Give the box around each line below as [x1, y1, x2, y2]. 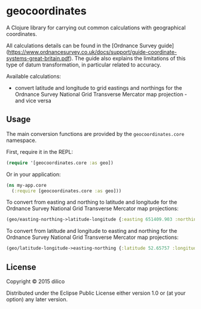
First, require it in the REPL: [6, 148, 74, 155]
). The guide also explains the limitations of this [69, 54, 186, 62]
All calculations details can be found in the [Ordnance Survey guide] [6, 42, 175, 49]
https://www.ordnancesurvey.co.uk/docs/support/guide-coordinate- [8, 48, 178, 55]
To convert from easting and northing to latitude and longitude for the [6, 199, 178, 206]
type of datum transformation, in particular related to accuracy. [6, 61, 162, 68]
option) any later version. [6, 295, 68, 303]
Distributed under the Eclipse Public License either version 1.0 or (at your [6, 289, 186, 296]
